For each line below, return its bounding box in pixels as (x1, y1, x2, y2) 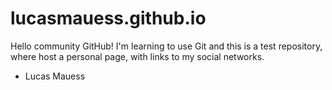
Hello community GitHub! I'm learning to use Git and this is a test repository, (10, 40, 323, 52)
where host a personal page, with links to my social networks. (10, 50, 265, 62)
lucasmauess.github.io (10, 7, 207, 30)
